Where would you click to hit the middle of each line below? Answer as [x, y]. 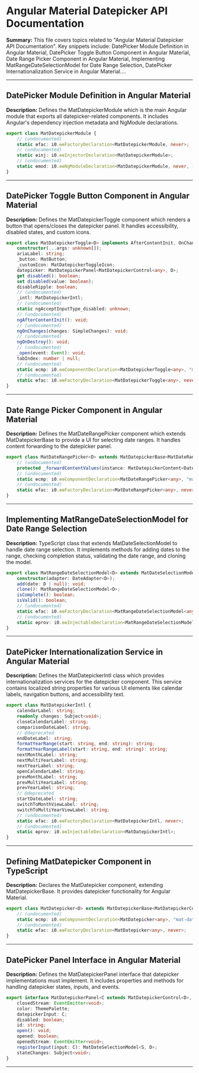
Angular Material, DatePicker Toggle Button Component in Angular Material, [98, 52]
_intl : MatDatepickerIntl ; [50, 298]
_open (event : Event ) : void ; [51, 353]
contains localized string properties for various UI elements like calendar [95, 688]
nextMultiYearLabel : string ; [53, 760]
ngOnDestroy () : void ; [43, 342]
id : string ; [31, 1025]
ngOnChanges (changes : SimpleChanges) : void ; [73, 331]
